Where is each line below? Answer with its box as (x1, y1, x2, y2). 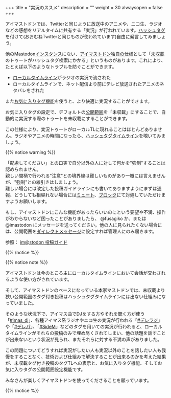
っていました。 (5, 300, 37, 306)
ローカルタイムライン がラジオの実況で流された (12, 75, 111, 80)
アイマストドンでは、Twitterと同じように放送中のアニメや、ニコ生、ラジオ (5, 21, 162, 27)
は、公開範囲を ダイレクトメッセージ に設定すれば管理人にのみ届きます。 (5, 228, 157, 234)
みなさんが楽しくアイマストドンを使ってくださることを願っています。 (5, 378, 152, 383)
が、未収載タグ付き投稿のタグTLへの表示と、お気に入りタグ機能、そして (5, 360, 158, 366)
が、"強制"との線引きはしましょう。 (5, 179, 81, 185)
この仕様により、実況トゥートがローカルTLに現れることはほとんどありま (5, 126, 158, 132)
